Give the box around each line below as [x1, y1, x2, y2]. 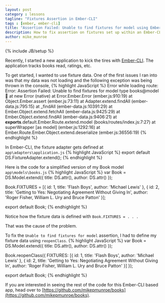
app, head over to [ [5, 287, 44, 293]
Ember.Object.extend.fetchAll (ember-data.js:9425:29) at [5, 108, 120, 114]
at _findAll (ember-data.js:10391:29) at [35, 103, 113, 109]
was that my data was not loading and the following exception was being [5, 77, 152, 83]
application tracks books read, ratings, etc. [5, 62, 92, 69]
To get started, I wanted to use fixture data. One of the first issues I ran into [5, 72, 158, 78]
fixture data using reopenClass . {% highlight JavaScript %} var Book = [5, 237, 146, 243]
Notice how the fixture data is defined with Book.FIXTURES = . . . [5, 213, 139, 219]
